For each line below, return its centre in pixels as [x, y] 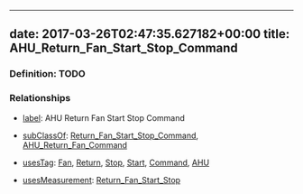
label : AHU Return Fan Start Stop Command [103, 117]
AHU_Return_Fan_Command [75, 144]
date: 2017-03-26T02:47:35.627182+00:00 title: [150, 34]
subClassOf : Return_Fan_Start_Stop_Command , [110, 135]
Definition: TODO [47, 74]
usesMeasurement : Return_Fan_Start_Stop [101, 180]
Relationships [40, 98]
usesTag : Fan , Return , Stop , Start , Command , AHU [116, 162]
